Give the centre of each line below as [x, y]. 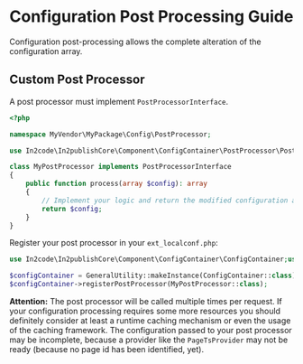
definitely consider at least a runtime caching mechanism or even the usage [150, 321]
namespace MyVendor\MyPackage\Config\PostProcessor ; [110, 134]
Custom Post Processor [77, 80]
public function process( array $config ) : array [116, 184]
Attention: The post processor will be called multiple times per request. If [146, 301]
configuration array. [46, 51]
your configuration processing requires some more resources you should [145, 311]
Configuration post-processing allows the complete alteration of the [135, 42]
